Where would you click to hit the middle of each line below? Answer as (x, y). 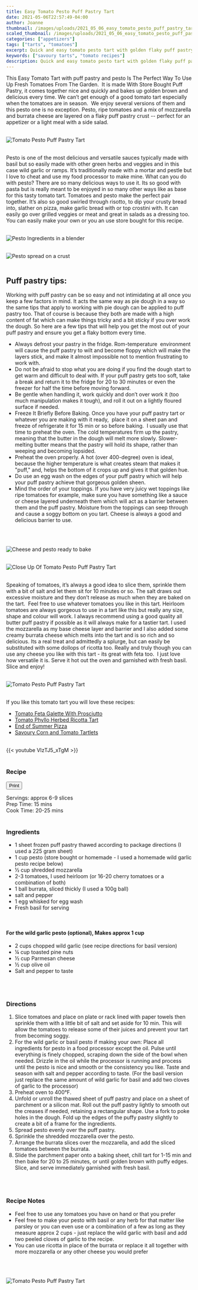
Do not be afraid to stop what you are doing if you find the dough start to (103, 369)
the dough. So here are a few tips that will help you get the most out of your (98, 327)
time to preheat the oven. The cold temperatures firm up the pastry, (96, 432)
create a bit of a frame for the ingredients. (65, 1124)
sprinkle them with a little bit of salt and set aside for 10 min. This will (98, 1023)
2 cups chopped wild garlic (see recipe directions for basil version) (96, 946)
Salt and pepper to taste (44, 971)
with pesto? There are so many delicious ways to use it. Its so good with (93, 183)
